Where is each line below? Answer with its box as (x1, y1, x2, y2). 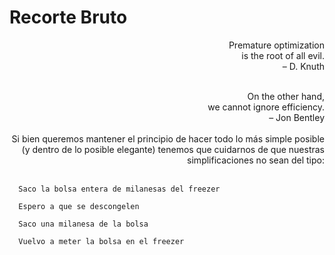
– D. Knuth (282, 60, 325, 72)
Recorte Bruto (9, 6, 128, 29)
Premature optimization (228, 39, 325, 51)
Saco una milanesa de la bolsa (18, 219, 149, 229)
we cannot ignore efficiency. (207, 101, 325, 113)
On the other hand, (247, 90, 325, 102)
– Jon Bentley (268, 111, 325, 123)
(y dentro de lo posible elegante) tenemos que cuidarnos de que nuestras (21, 143, 325, 155)
